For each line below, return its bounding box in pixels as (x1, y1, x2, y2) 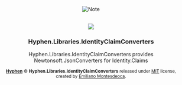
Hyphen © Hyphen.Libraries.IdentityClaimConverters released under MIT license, (5, 69, 177, 74)
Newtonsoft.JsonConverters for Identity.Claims (34, 57, 148, 64)
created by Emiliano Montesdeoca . (56, 73, 126, 80)
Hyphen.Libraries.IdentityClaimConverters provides (28, 51, 154, 58)
